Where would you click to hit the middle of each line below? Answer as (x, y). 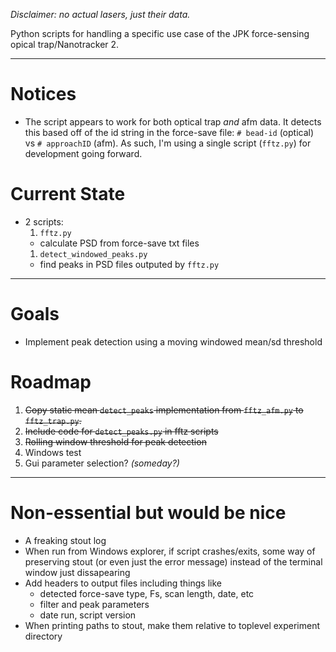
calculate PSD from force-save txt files (119, 243)
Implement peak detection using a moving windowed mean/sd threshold (173, 341)
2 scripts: (44, 221)
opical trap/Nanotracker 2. (65, 44)
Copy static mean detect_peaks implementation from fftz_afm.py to (164, 410)
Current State (68, 194)
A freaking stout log (65, 540)
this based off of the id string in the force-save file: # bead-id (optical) (169, 132)
